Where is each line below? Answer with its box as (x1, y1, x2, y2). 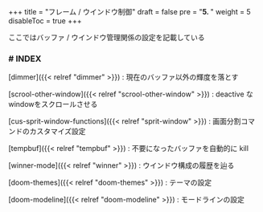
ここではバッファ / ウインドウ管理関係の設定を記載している (8, 33, 205, 42)
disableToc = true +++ (8, 16, 82, 26)
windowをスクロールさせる (8, 100, 98, 109)
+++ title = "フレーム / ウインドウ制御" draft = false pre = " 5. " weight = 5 (8, 7, 251, 16)
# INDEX (8, 53, 42, 64)
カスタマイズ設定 (29, 127, 86, 137)
